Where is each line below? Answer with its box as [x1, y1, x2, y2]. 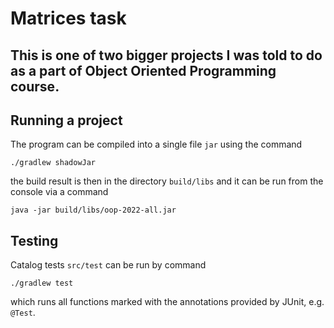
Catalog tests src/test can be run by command [10, 259, 207, 271]
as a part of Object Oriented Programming [10, 62, 277, 79]
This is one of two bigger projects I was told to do [10, 47, 323, 64]
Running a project [10, 112, 123, 129]
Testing [10, 232, 59, 249]
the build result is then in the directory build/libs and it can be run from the [10, 175, 324, 187]
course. [10, 78, 60, 95]
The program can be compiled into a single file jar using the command [10, 138, 303, 151]
